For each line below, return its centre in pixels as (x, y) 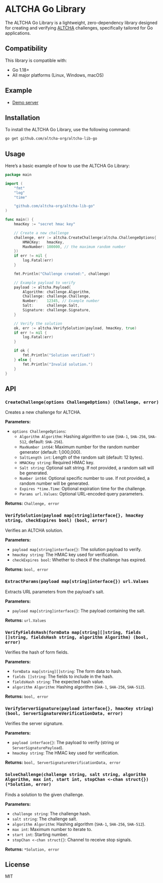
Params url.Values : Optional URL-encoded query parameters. (82, 494)
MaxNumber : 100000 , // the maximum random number (74, 247)
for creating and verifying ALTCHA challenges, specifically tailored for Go (79, 28)
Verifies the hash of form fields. (37, 652)
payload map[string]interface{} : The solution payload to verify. (77, 550)
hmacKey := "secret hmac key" (45, 224)
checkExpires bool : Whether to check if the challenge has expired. (79, 560)
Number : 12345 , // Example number (61, 301)
